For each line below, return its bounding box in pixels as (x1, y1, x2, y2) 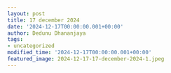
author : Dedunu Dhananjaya (7, 29, 86, 37)
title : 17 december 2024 (7, 17, 80, 24)
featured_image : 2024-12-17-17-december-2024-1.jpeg (7, 56, 165, 63)
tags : (7, 36, 23, 43)
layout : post (7, 10, 46, 17)
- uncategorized (7, 42, 55, 49)
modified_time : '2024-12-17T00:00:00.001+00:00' (7, 49, 152, 56)
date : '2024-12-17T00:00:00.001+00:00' (7, 23, 124, 30)
